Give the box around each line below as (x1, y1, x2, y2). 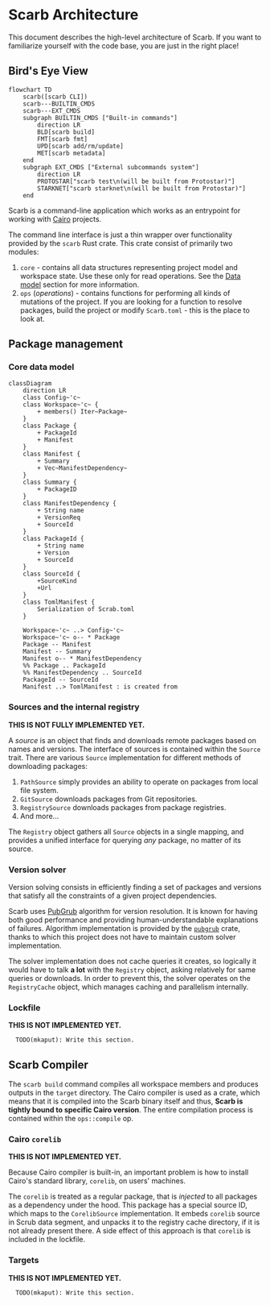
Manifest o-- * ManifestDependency (22, 655, 142, 663)
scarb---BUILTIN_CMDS (22, 99, 95, 108)
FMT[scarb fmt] (37, 135, 88, 143)
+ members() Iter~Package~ (37, 408, 128, 416)
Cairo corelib (8, 1134, 62, 1145)
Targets (8, 1255, 39, 1266)
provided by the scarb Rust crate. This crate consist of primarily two (8, 238, 233, 247)
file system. (19, 785, 59, 795)
